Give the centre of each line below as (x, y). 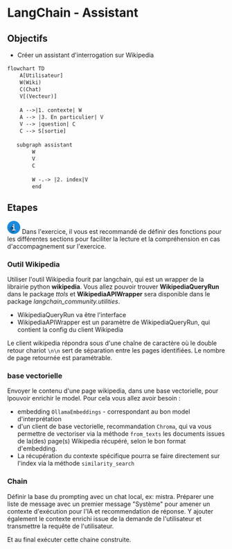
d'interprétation (39, 419)
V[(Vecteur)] (38, 96)
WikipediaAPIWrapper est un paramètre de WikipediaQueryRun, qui (114, 322)
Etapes (23, 208)
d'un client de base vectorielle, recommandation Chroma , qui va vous (114, 426)
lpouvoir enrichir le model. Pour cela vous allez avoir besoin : (94, 398)
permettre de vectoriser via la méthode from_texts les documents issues (121, 434)
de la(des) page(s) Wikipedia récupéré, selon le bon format (101, 441)
